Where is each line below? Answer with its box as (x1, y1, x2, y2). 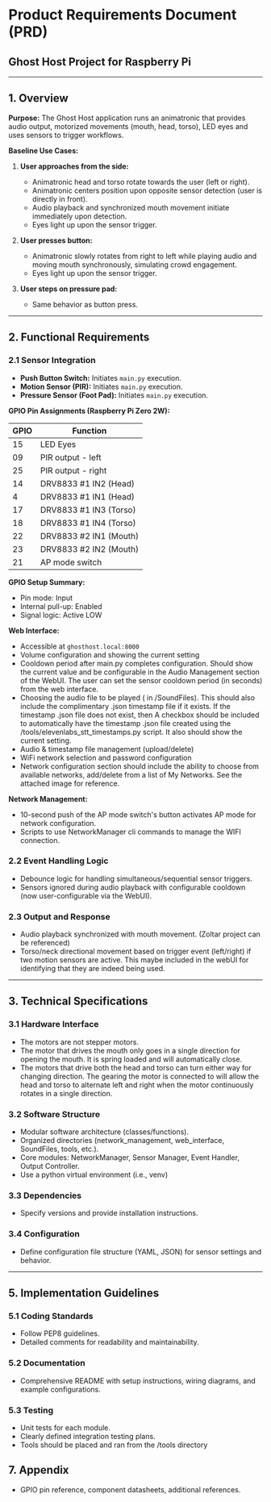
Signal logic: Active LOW (19, 610, 102, 620)
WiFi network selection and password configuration (19, 753, 192, 762)
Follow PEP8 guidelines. (19, 1329, 100, 1338)
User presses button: (19, 236, 93, 245)
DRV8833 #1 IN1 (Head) (40, 490, 135, 502)
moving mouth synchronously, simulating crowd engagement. (31, 260, 238, 269)
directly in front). (31, 194, 88, 203)
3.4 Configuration (8, 1229, 81, 1240)
